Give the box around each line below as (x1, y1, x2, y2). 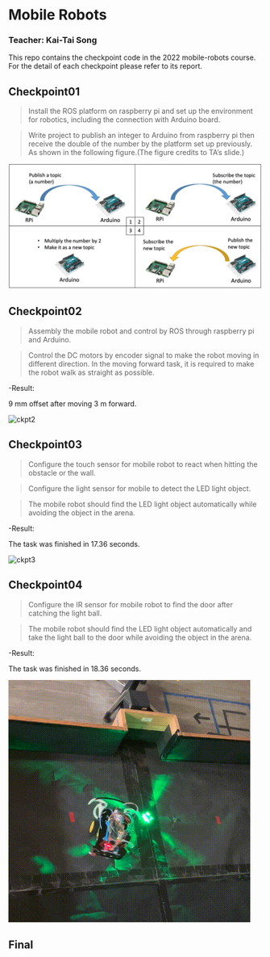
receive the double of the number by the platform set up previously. (27, 139, 253, 149)
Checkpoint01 (8, 85, 81, 99)
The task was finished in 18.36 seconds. (8, 664, 141, 674)
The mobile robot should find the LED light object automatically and (27, 623, 252, 633)
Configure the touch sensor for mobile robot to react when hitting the (27, 459, 258, 469)
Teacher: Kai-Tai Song (8, 35, 98, 46)
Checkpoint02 (8, 304, 82, 318)
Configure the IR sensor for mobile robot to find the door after (27, 599, 234, 609)
